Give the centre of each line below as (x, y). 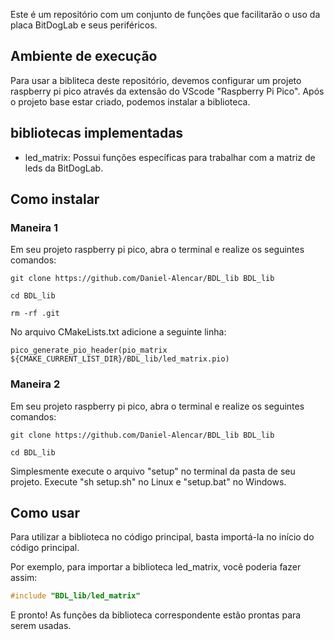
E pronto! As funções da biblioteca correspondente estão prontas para (156, 615)
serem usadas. (41, 626)
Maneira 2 (35, 384)
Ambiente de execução (84, 56)
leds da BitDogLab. (64, 168)
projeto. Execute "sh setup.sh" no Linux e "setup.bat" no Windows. (148, 481)
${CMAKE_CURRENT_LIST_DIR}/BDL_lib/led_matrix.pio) (120, 359)
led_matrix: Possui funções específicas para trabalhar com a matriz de (170, 157)
